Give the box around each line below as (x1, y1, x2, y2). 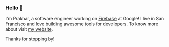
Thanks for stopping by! (5, 36, 55, 42)
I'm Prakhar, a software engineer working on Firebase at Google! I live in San (5, 16, 164, 22)
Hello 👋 (5, 4, 23, 11)
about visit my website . (5, 26, 53, 32)
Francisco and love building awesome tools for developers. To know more (5, 21, 159, 27)
